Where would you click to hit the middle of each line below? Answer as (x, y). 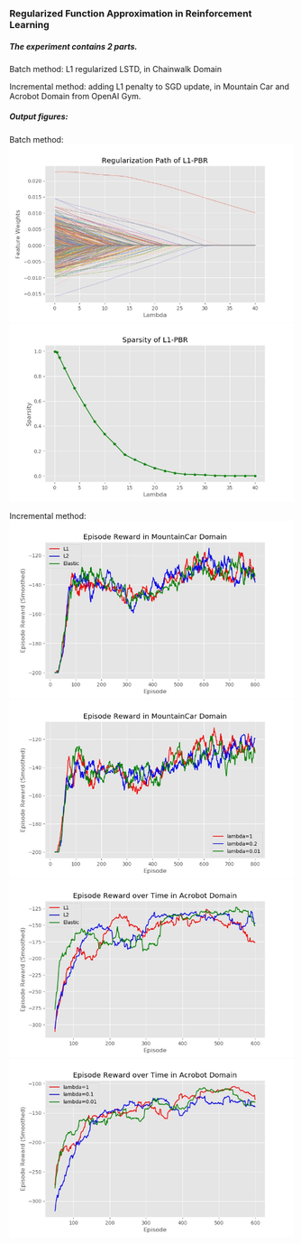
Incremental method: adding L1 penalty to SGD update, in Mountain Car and (150, 86)
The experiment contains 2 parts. (73, 46)
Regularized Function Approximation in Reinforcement (131, 14)
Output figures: (39, 116)
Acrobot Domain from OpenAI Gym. (75, 96)
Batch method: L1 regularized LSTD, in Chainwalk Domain (116, 69)
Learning (29, 24)
